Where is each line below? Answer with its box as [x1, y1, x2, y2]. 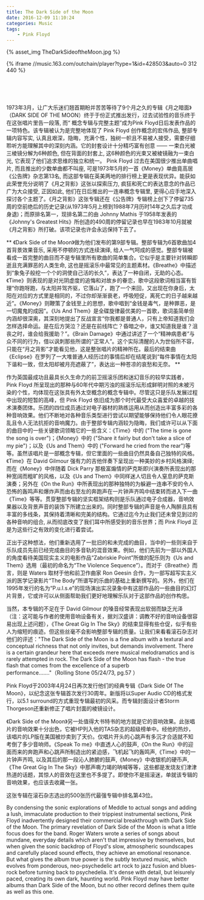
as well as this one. [6, 888, 54, 896]
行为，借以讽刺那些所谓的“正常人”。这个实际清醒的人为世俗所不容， [27, 338, 197, 345]
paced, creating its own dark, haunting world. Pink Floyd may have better [6, 875, 189, 882]
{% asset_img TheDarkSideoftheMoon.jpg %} [6, 48, 120, 55]
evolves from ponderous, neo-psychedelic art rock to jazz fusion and [6, 862, 179, 870]
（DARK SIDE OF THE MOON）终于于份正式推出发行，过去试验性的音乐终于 [6, 112, 196, 119]
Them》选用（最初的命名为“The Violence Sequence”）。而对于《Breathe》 [6, 562, 192, 569]
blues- [180, 862, 197, 870]
